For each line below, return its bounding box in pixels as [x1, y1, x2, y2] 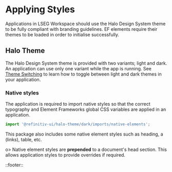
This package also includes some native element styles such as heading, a [5, 131, 163, 137]
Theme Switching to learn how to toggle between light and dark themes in [5, 71, 162, 77]
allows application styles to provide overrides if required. [5, 151, 126, 158]
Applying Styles [5, 4, 75, 15]
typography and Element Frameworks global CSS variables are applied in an [5, 106, 166, 112]
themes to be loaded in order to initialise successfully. [5, 31, 120, 37]
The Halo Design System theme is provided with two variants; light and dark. [5, 60, 167, 66]
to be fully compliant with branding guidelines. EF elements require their [5, 26, 158, 32]
